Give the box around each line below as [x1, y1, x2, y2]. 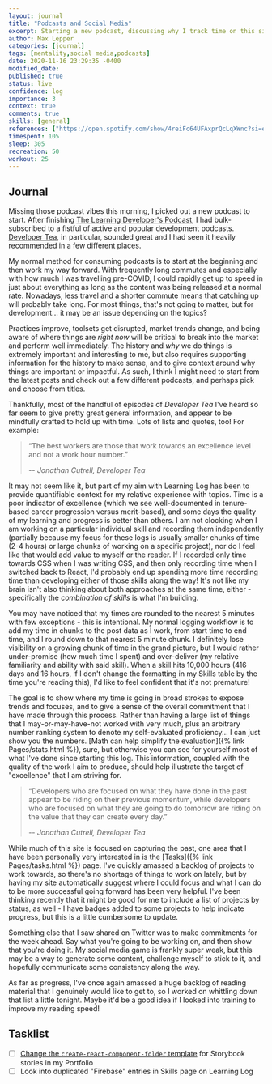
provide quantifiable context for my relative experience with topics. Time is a [8, 490, 264, 499]
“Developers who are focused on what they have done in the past [28, 786, 247, 796]
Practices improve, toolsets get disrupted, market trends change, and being [8, 324, 261, 334]
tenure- [222, 499, 248, 508]
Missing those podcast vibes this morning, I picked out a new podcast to [8, 206, 251, 216]
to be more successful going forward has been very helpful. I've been [8, 886, 241, 896]
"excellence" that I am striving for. [8, 771, 121, 780]
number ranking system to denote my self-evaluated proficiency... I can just [8, 728, 261, 738]
